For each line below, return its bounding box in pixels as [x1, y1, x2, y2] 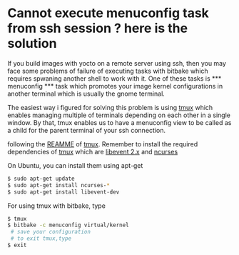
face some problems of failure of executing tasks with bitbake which [7, 66, 208, 75]
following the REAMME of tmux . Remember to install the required [7, 139, 198, 148]
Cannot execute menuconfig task [7, 5, 209, 21]
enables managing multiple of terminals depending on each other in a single [7, 111, 230, 119]
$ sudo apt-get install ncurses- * [7, 181, 111, 189]
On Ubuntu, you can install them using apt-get [7, 161, 143, 169]
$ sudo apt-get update [7, 175, 75, 182]
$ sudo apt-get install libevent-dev [7, 188, 120, 196]
